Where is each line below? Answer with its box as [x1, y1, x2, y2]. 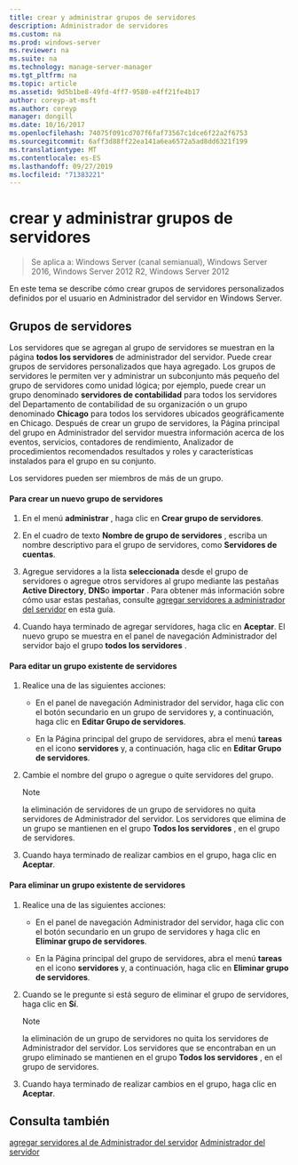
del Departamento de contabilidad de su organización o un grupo [9, 399, 248, 409]
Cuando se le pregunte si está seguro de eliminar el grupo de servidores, [21, 989, 289, 1000]
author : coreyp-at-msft [9, 95, 98, 105]
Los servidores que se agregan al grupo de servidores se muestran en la [9, 342, 275, 352]
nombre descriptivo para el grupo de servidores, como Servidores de [21, 540, 278, 550]
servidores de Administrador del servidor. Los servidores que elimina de [21, 814, 286, 824]
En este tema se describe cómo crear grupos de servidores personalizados [9, 284, 285, 294]
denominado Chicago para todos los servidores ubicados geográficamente [9, 408, 285, 419]
